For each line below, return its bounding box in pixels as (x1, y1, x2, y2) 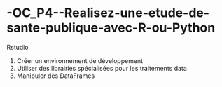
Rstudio (6, 43, 29, 51)
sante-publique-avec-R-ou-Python (6, 20, 216, 36)
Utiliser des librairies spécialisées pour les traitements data (16, 64, 187, 72)
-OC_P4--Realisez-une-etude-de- (6, 5, 210, 21)
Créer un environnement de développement (16, 56, 144, 65)
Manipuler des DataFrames (16, 72, 95, 80)
